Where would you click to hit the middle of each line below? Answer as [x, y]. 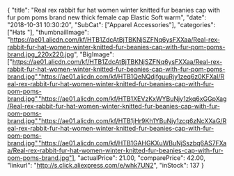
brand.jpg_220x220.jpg [41, 54]
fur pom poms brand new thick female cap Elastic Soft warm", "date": [107, 17]
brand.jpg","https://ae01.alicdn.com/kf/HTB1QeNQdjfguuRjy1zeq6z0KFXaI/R [116, 77]
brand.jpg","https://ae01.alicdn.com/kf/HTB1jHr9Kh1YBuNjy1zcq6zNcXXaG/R [117, 121]
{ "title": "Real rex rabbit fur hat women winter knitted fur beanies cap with [114, 10]
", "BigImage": [94, 54]
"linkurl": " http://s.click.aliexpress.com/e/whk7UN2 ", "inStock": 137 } [106, 165]
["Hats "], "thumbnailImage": [48, 32]
